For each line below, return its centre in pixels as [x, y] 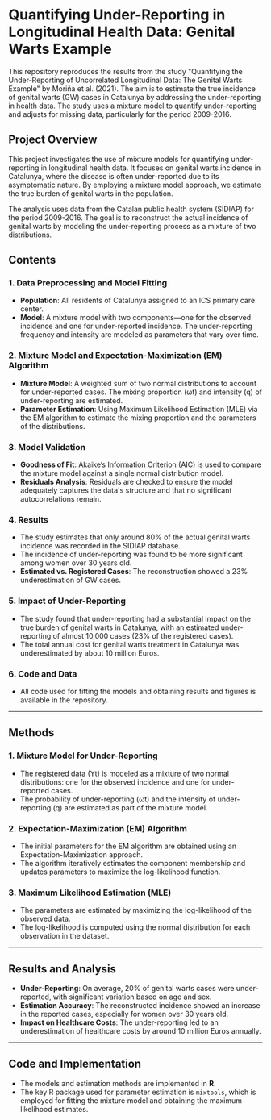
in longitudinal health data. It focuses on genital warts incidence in [151, 168]
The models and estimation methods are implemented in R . [118, 1083]
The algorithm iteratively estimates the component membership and [133, 863]
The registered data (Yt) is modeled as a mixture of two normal [125, 773]
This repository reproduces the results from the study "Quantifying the [126, 71]
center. [32, 309]
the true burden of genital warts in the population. [91, 193]
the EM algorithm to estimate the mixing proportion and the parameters [138, 418]
